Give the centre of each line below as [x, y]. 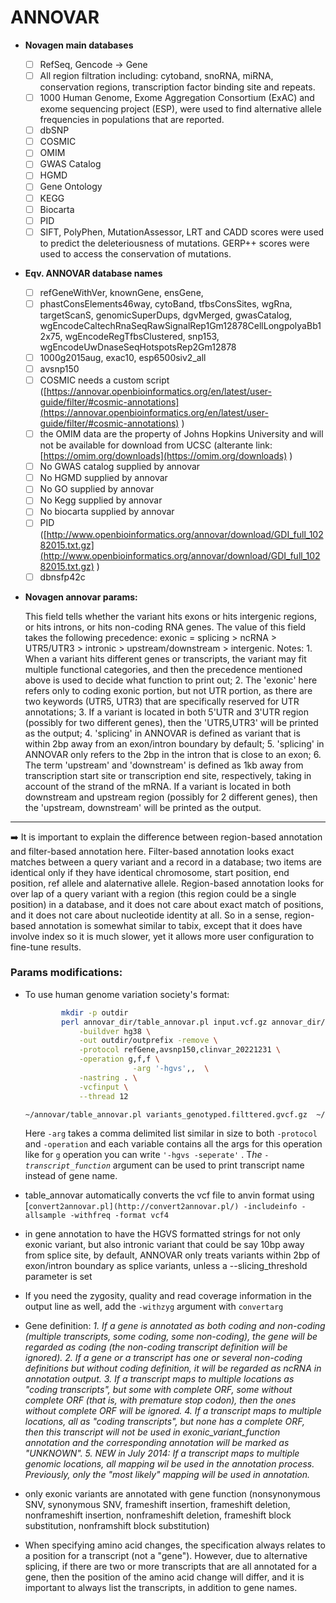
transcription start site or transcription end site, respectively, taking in [168, 775]
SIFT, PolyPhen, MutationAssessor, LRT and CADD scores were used [182, 232]
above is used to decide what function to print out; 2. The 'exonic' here [171, 680]
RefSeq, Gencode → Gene [93, 64]
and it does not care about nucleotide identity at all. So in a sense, [146, 915]
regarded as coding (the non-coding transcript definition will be [156, 1347]
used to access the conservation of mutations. [135, 253]
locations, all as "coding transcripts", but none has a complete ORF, [165, 1422]
